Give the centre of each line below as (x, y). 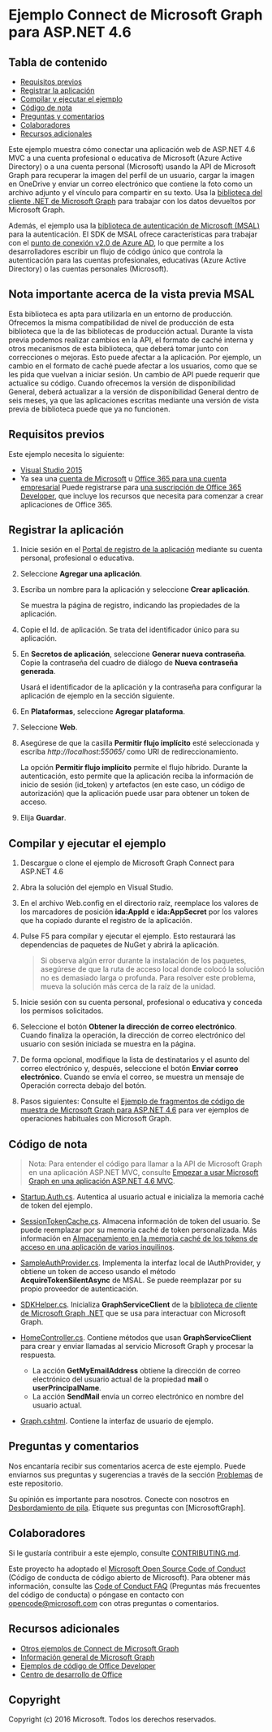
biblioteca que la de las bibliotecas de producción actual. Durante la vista (131, 331)
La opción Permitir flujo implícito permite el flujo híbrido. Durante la (134, 768)
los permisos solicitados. (62, 1011)
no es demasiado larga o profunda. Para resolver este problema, (148, 978)
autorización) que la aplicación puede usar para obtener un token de (135, 794)
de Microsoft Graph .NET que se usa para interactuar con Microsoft (133, 1313)
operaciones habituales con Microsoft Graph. (96, 1119)
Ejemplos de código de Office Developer (88, 1665)
